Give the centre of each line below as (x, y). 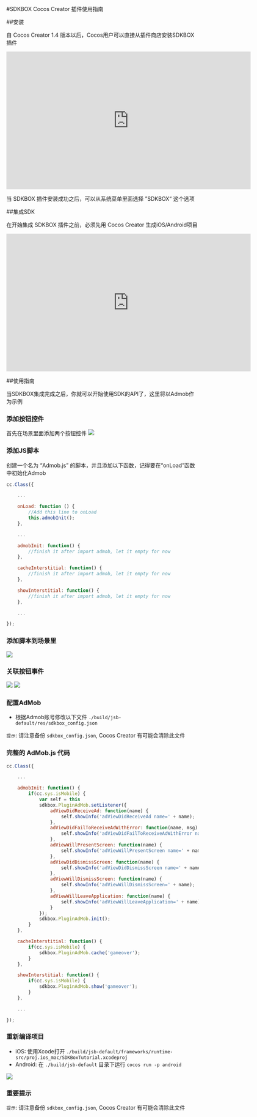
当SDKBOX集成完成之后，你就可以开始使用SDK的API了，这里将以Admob (98, 394)
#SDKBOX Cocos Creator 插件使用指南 (55, 9)
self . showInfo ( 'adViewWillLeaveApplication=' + (122, 902)
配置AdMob (24, 703)
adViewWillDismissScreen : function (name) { (106, 879)
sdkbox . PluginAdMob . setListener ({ (83, 805)
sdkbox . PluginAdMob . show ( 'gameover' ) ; (88, 987)
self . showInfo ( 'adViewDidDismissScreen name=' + (124, 868)
